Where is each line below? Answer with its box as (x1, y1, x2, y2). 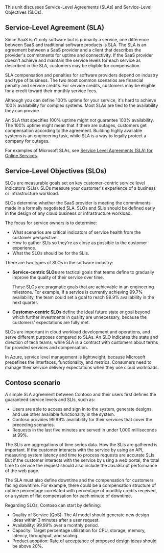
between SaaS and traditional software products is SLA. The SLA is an (5, 42, 147, 48)
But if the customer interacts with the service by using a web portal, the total (5, 457, 160, 463)
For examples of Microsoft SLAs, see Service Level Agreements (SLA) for (5, 147, 153, 153)
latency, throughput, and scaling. (12, 533, 79, 539)
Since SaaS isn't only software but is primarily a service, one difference (5, 36, 149, 42)
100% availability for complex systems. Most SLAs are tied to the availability (5, 102, 158, 108)
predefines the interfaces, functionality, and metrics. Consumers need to (5, 359, 152, 365)
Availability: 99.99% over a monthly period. (12, 522, 99, 528)
